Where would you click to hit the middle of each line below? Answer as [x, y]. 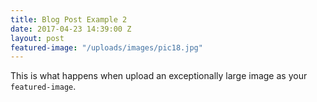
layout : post [37, 38]
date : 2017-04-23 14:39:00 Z [71, 29]
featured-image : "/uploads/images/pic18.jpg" [106, 47]
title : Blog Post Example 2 [69, 19]
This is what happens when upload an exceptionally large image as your [159, 76]
